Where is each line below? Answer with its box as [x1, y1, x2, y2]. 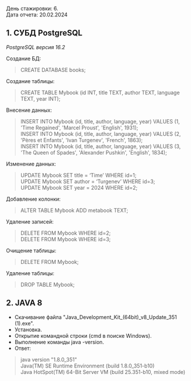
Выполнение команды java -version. [14, 338, 104, 345]
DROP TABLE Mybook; [20, 281, 75, 288]
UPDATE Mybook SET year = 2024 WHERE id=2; [20, 184, 138, 191]
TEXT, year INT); [20, 95, 61, 102]
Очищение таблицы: [6, 247, 57, 254]
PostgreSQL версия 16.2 [6, 43, 65, 50]
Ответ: [14, 345, 31, 352]
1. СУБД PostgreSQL [6, 28, 83, 38]
